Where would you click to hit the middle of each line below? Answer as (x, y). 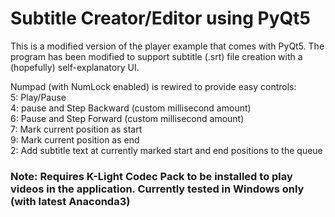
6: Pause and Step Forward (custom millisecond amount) (127, 118)
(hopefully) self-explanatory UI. (75, 67)
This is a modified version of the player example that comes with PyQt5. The (167, 46)
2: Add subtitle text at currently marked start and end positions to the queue (166, 150)
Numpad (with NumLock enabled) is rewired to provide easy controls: (153, 86)
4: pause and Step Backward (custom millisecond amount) (131, 108)
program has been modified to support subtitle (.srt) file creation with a (156, 56)
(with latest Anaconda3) (70, 201)
